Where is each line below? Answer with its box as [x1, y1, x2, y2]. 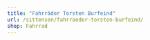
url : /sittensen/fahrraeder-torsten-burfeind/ [7, 16, 144, 23]
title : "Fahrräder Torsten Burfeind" [7, 9, 116, 17]
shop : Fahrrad [7, 22, 48, 29]
